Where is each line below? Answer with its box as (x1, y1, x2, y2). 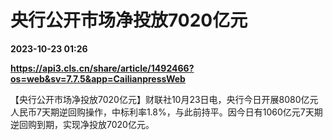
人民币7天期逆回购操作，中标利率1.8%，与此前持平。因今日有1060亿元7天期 (10, 106, 323, 118)
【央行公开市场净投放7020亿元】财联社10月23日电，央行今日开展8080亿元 (10, 93, 319, 105)
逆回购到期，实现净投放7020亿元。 (10, 118, 155, 130)
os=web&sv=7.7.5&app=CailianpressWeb (10, 72, 186, 85)
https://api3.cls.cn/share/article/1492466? (10, 62, 195, 74)
